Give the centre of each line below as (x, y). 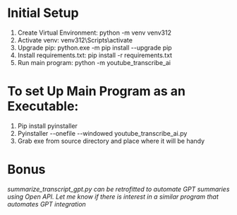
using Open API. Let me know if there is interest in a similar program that (113, 197)
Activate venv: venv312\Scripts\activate (75, 40)
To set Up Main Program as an (96, 92)
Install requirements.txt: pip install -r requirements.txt (95, 55)
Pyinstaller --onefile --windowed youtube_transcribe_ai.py (102, 133)
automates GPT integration (47, 204)
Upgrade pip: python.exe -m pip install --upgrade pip (95, 47)
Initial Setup (43, 13)
